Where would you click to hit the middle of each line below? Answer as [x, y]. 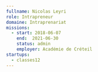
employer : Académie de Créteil [55, 49]
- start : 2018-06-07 [36, 33]
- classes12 [26, 60]
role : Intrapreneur [30, 17]
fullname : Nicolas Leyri [36, 11]
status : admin [34, 44]
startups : [18, 55]
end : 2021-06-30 [38, 38]
